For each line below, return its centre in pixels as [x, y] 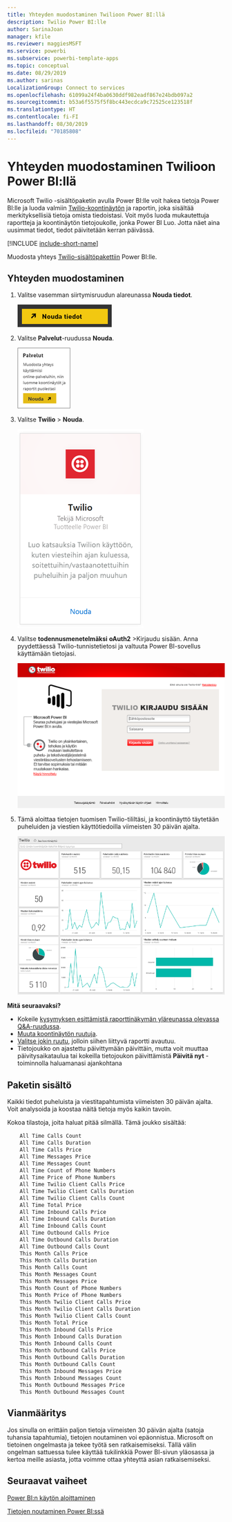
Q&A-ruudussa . [39, 1026]
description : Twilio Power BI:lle [57, 22]
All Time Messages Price [55, 1157]
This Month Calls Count [54, 1268]
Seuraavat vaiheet [47, 1481]
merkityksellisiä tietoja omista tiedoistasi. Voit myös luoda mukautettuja [108, 215]
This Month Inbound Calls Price [66, 1330]
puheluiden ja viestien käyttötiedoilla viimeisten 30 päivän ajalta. [108, 826]
